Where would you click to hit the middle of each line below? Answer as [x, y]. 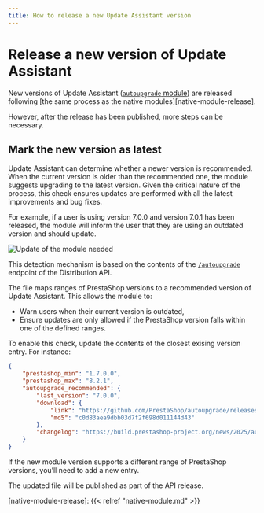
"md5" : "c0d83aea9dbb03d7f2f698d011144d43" [122, 418]
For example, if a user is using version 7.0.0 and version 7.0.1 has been [121, 217]
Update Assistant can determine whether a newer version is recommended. [130, 168]
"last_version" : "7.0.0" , [79, 395]
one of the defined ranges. [62, 328]
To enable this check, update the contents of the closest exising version [125, 344]
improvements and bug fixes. [55, 202]
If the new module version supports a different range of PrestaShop [117, 462]
